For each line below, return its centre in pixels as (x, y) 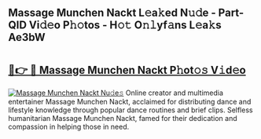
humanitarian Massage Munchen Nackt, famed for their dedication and (123, 118)
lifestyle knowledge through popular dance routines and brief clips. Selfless (130, 110)
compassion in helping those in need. (69, 126)
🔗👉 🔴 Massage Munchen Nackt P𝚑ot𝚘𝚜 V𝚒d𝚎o (127, 70)
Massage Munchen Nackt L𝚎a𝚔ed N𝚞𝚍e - (112, 13)
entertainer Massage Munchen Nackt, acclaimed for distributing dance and (130, 102)
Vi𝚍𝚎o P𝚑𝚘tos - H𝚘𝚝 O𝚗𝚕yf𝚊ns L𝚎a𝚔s (125, 26)
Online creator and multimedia (175, 93)
